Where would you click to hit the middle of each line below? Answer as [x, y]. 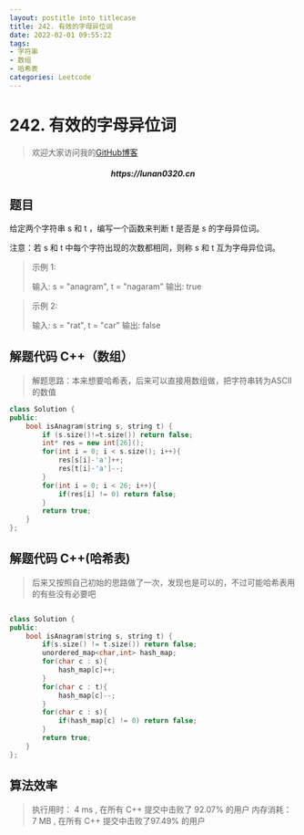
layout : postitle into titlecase [73, 18]
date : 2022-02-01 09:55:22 [61, 35]
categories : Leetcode [51, 78]
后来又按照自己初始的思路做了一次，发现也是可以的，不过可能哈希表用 [163, 582]
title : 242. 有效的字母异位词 [61, 26]
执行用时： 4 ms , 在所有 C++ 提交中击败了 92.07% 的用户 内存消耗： [162, 809]
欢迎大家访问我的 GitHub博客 [85, 152]
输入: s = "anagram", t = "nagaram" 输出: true [117, 287]
